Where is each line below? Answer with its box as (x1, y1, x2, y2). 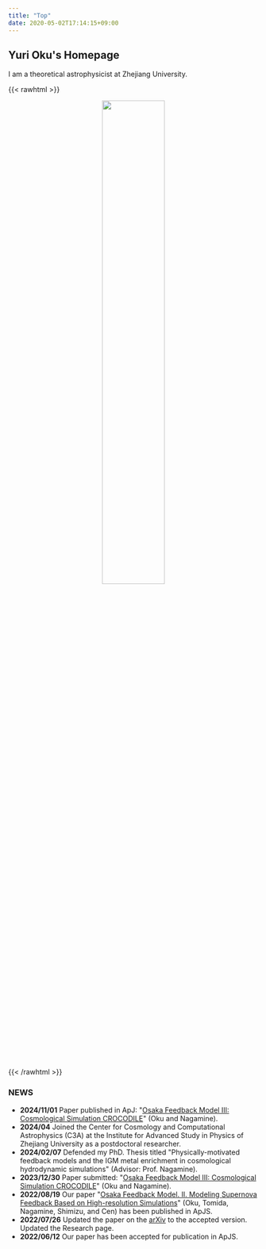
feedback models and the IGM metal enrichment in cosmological (19, 1155, 232, 1165)
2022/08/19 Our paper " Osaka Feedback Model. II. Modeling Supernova (19, 1189, 258, 1199)
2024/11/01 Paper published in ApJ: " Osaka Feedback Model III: (19, 1105, 229, 1115)
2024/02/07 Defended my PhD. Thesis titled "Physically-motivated (19, 1147, 241, 1157)
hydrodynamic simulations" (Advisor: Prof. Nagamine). (19, 1164, 199, 1174)
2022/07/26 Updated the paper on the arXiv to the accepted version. (19, 1215, 248, 1224)
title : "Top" (8, 11, 52, 20)
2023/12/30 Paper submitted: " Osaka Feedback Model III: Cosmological (19, 1172, 256, 1182)
